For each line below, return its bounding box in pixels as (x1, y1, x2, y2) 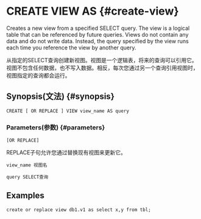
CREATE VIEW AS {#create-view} (6, 4, 179, 18)
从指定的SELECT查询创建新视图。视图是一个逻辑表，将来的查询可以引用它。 (6, 56, 197, 63)
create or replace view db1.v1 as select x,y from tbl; (6, 206, 151, 213)
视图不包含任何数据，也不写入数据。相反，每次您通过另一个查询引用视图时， (6, 64, 199, 71)
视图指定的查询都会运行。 (6, 71, 71, 79)
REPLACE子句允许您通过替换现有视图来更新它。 (6, 149, 127, 156)
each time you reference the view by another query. (6, 44, 136, 51)
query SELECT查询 (6, 174, 49, 181)
